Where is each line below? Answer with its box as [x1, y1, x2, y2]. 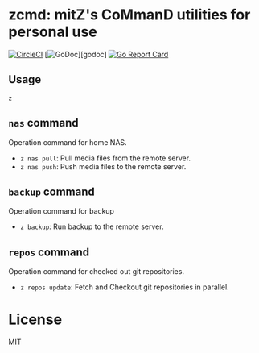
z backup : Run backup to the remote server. [19, 222, 164, 231]
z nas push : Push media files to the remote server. [19, 161, 187, 171]
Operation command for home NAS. [8, 137, 127, 147]
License [8, 310, 63, 329]
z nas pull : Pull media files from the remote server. [19, 153, 191, 163]
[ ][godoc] [44, 49, 107, 59]
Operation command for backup [8, 206, 115, 216]
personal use [8, 23, 98, 41]
